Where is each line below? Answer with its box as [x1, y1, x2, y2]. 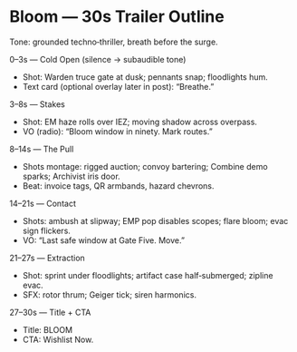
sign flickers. [22, 225, 71, 236]
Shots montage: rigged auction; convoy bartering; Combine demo [22, 161, 269, 171]
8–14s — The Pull [9, 143, 74, 154]
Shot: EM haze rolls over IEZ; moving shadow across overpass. [22, 116, 258, 127]
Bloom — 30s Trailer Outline [9, 6, 225, 27]
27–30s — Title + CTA [9, 307, 91, 318]
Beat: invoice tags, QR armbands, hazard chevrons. [22, 180, 215, 191]
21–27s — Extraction [9, 252, 86, 263]
